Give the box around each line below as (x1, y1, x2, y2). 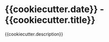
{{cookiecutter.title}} (5, 14, 96, 26)
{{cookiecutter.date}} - (5, 4, 104, 15)
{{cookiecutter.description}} (5, 31, 63, 37)
